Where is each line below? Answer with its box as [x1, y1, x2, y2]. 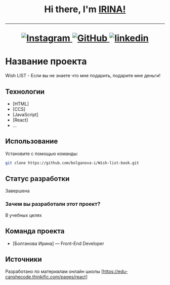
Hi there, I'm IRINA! [44, 4, 126, 15]
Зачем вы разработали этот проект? [5, 201, 101, 208]
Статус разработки [5, 174, 70, 183]
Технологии [5, 87, 45, 96]
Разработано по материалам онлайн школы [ [5, 268, 103, 275]
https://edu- [103, 268, 128, 275]
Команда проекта [5, 227, 65, 236]
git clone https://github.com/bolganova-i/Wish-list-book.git [5, 160, 139, 166]
